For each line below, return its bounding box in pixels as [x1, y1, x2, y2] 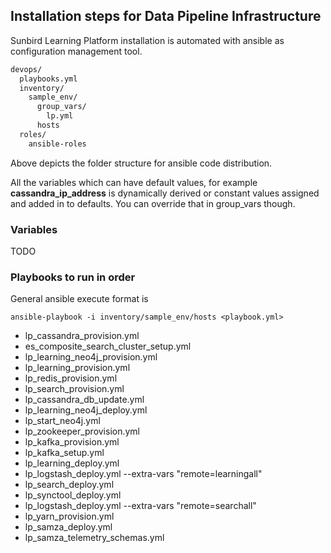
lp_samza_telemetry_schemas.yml [24, 532, 165, 544]
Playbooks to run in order [10, 270, 136, 284]
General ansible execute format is [10, 293, 149, 305]
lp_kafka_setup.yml [24, 447, 105, 459]
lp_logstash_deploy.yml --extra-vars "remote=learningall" [24, 468, 263, 480]
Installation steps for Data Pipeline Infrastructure [10, 8, 322, 25]
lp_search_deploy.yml [24, 479, 115, 491]
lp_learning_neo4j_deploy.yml [24, 404, 148, 416]
